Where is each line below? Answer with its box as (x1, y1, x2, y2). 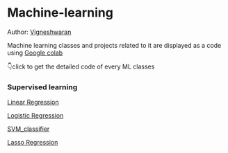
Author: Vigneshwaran (7, 28, 72, 36)
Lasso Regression (7, 138, 58, 147)
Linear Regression (7, 98, 59, 107)
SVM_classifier (7, 125, 50, 133)
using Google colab (7, 48, 63, 57)
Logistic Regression (7, 111, 64, 120)
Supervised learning (7, 82, 78, 91)
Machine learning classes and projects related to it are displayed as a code (7, 41, 222, 49)
